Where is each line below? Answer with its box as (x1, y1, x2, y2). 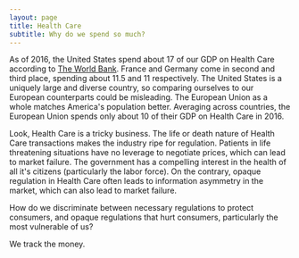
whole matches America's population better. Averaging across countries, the (9, 102, 291, 112)
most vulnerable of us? (9, 221, 94, 232)
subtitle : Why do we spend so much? (9, 29, 145, 38)
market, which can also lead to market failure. (9, 185, 177, 196)
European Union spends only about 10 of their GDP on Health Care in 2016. (9, 111, 285, 121)
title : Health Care (9, 21, 82, 30)
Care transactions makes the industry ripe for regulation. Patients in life (9, 137, 271, 148)
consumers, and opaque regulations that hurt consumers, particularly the (9, 212, 278, 223)
